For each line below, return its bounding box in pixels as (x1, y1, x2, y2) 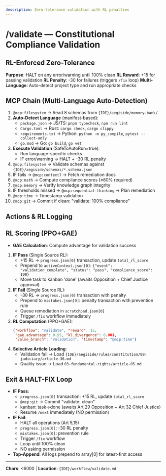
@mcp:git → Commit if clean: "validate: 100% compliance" (12, 198, 130, 204)
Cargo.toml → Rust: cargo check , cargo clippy (20, 126, 114, 131)
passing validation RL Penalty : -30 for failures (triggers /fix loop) (5, 77, 139, 83)
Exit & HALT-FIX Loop (5, 375, 73, 384)
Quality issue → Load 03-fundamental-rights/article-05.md (20, 361, 142, 367)
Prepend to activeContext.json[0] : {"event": (20, 262, 113, 268)
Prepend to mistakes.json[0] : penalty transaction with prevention (20, 297, 154, 303)
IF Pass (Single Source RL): (12, 252, 68, 258)
